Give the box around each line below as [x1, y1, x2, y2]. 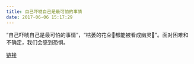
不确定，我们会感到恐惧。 [6, 39, 69, 46]
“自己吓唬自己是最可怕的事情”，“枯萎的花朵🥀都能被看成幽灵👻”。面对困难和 [6, 31, 189, 39]
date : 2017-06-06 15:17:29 [6, 14, 73, 20]
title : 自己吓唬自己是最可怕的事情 [6, 8, 82, 15]
